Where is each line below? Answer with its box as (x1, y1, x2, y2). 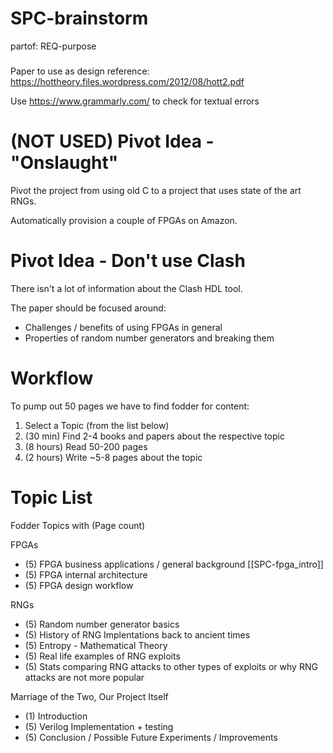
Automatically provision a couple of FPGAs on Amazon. (10, 214, 238, 226)
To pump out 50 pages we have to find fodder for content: (10, 400, 250, 412)
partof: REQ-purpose (10, 40, 97, 52)
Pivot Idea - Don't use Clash (10, 249, 246, 272)
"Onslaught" (10, 152, 119, 174)
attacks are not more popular (24, 671, 145, 683)
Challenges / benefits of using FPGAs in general (24, 321, 223, 333)
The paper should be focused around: (10, 302, 167, 314)
